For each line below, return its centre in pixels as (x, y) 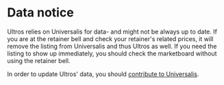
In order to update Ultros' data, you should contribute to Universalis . (103, 74)
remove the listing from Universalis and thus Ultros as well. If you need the (112, 46)
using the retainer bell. (39, 60)
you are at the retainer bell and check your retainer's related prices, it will (110, 38)
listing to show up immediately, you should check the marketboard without (112, 53)
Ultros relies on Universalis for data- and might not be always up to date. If (112, 32)
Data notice (40, 13)
